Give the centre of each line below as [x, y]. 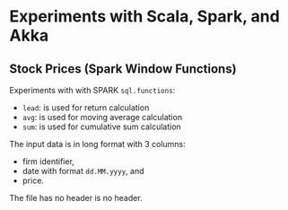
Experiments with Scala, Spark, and [144, 17]
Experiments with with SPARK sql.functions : [92, 90]
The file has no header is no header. [76, 198]
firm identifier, [48, 162]
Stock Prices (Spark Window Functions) [123, 69]
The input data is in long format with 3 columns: [97, 144]
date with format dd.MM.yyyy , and [83, 171]
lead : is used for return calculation [86, 108]
